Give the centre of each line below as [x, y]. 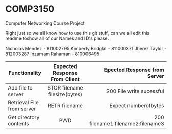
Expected [65, 66]
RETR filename [65, 105]
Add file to [20, 87]
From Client [66, 79]
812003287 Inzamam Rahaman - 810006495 [52, 54]
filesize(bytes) [65, 94]
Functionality [25, 73]
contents [18, 123]
